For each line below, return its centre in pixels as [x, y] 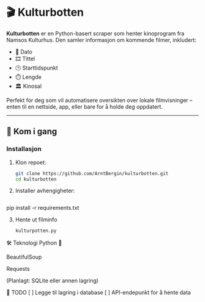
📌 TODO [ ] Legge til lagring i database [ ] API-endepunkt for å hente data [99, 293]
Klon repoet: [31, 162]
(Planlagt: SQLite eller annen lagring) [52, 281]
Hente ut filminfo [36, 220]
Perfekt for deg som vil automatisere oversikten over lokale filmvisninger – [99, 100]
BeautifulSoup [24, 257]
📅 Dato [23, 52]
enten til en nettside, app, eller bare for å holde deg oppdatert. [85, 106]
